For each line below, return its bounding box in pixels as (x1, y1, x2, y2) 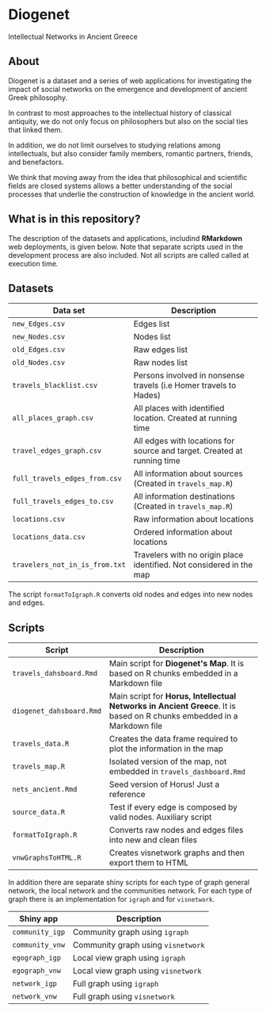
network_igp (12, 979, 58, 988)
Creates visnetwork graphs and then (109, 847, 245, 858)
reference (109, 789, 146, 800)
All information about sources (133, 468, 243, 479)
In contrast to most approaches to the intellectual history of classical (8, 108, 232, 117)
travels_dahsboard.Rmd (12, 669, 97, 678)
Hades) (133, 390, 161, 401)
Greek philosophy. (8, 93, 68, 102)
